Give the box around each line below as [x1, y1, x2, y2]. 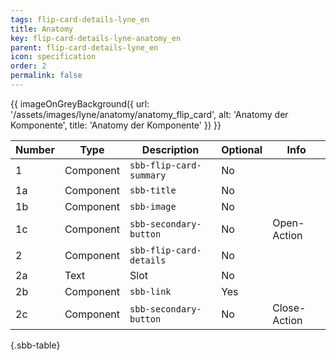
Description [141, 142, 200, 156]
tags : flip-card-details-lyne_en [10, 14, 150, 25]
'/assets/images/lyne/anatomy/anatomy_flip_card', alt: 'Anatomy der [10, 108, 289, 120]
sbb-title [129, 184, 177, 196]
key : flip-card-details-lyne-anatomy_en [10, 33, 182, 43]
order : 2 [10, 61, 47, 71]
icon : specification [10, 52, 97, 62]
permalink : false [10, 71, 83, 81]
